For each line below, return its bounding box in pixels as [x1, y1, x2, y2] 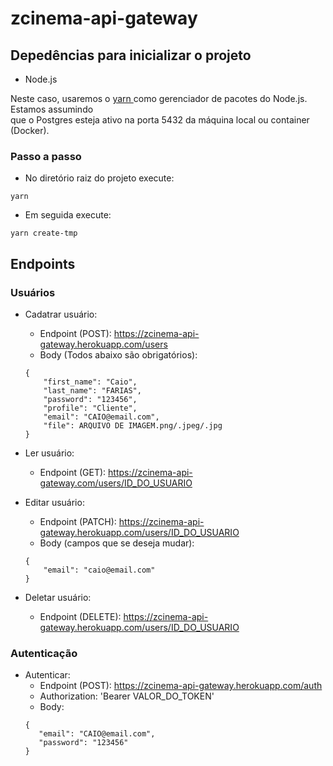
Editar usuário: [24, 496, 85, 508]
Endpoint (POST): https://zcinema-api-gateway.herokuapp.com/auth [39, 680, 323, 692]
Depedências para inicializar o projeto [10, 47, 252, 64]
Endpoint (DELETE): [39, 610, 122, 622]
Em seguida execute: [24, 209, 112, 221]
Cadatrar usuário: [24, 308, 98, 320]
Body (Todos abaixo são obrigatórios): [39, 348, 198, 361]
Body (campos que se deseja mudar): [39, 537, 195, 549]
